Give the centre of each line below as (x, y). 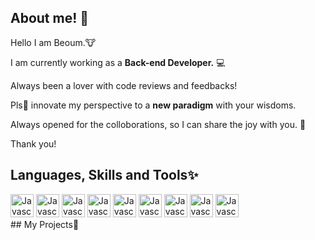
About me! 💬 (50, 18)
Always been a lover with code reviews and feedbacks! (124, 85)
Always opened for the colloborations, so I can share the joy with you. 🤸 (158, 124)
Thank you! (33, 143)
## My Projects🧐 (45, 224)
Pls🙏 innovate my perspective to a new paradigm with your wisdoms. (153, 105)
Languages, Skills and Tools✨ (104, 175)
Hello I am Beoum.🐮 (53, 42)
